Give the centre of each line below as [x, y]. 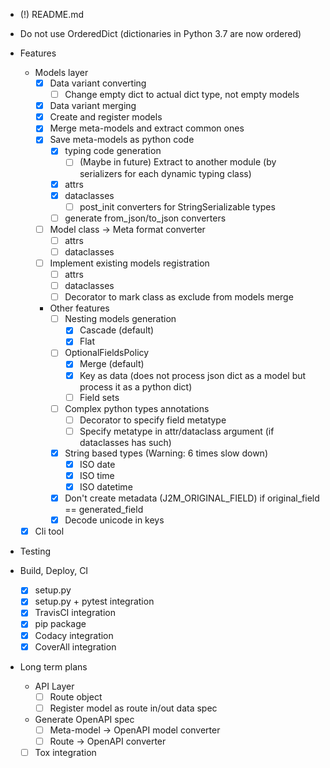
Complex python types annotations [137, 408]
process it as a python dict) [136, 386]
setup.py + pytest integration [94, 601]
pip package [60, 624]
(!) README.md [52, 14]
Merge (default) [112, 364]
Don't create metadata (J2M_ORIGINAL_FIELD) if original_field [192, 498]
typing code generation [113, 151]
